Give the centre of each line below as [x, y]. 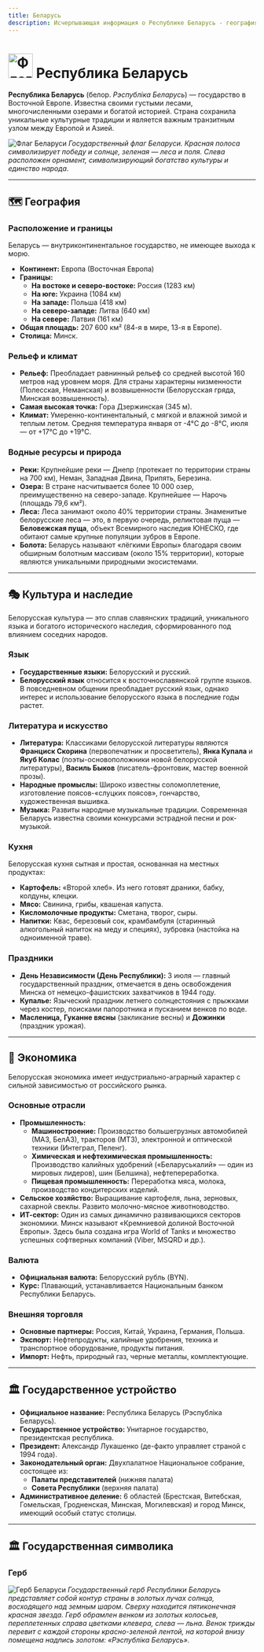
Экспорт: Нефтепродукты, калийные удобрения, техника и [119, 1340]
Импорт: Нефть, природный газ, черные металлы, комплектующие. [134, 1357]
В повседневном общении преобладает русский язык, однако [124, 688]
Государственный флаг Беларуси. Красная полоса [154, 143]
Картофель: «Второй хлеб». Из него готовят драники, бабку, [122, 887]
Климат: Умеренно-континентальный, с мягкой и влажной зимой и [133, 415]
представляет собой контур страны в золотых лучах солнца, [111, 1598]
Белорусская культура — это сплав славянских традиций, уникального [128, 617]
